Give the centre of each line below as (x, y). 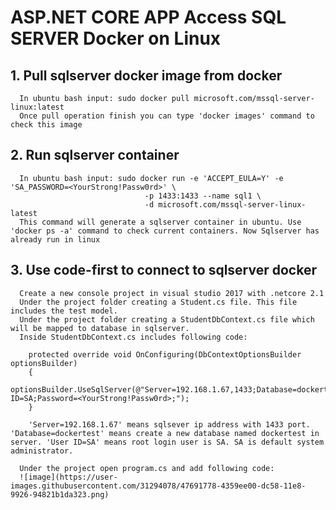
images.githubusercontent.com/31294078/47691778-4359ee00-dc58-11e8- (158, 486)
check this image (46, 125)
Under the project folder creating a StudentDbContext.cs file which (167, 319)
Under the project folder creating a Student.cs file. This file (158, 302)
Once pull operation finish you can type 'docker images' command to (167, 116)
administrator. (42, 451)
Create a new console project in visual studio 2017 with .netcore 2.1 (172, 293)
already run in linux (55, 239)
